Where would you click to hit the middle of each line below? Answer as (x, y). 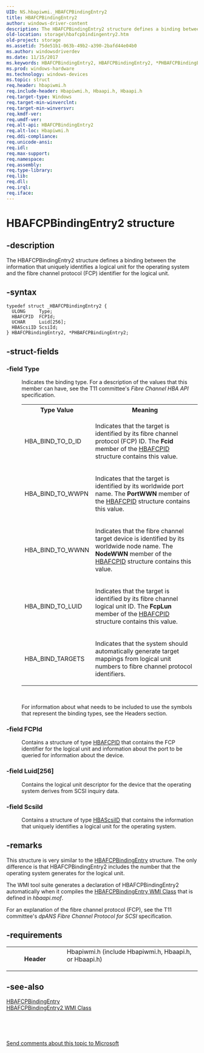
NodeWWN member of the (133, 554)
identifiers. (110, 674)
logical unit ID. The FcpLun (133, 606)
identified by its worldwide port (139, 486)
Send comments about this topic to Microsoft (63, 1043)
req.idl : (17, 148)
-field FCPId (24, 729)
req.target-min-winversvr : (40, 108)
